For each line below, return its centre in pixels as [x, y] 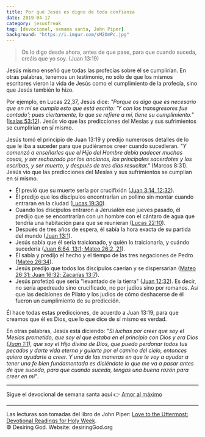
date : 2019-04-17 [28, 18]
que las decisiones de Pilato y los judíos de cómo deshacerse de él [99, 295]
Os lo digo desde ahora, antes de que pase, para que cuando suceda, [109, 52]
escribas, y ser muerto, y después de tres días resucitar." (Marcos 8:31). [97, 166]
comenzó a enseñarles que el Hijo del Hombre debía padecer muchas [95, 153]
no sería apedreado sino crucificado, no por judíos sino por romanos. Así [107, 288]
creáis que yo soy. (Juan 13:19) [60, 59]
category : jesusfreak [34, 23]
